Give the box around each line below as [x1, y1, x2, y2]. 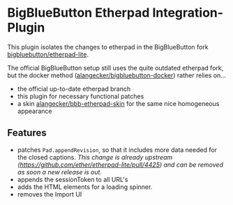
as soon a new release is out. [17, 167, 103, 176]
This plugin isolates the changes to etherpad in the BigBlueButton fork [7, 43, 209, 51]
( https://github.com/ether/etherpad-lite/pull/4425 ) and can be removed [17, 160, 223, 169]
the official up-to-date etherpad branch [17, 84, 131, 93]
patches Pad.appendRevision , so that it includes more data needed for [17, 145, 218, 154]
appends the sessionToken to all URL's [17, 175, 128, 183]
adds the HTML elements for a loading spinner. [17, 183, 153, 191]
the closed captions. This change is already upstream [17, 153, 173, 161]
